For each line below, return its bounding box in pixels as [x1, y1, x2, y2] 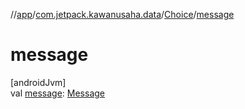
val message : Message [10, 87, 106, 99]
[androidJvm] [10, 76, 67, 88]
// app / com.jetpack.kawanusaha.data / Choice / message [10, 9, 235, 20]
